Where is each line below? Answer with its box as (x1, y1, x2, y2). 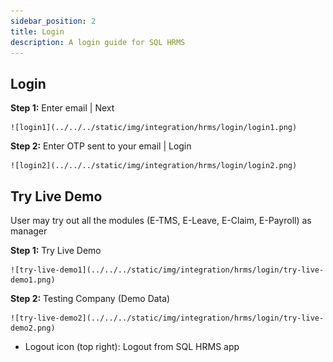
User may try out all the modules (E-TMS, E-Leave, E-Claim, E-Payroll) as (10, 215, 312, 226)
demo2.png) (10, 323, 56, 333)
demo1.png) (10, 275, 56, 285)
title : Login (10, 26, 65, 37)
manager (10, 225, 48, 237)
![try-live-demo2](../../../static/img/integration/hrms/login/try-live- (10, 313, 325, 323)
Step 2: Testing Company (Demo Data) (10, 293, 171, 304)
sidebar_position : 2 (10, 16, 97, 26)
